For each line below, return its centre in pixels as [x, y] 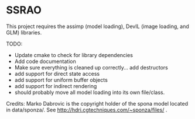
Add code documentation [45, 61]
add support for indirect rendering [56, 86]
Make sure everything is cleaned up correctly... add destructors [91, 67]
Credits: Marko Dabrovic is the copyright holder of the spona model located [97, 103]
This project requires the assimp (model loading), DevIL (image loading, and [97, 26]
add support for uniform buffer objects [61, 80]
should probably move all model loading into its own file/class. [90, 92]
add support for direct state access [57, 73]
